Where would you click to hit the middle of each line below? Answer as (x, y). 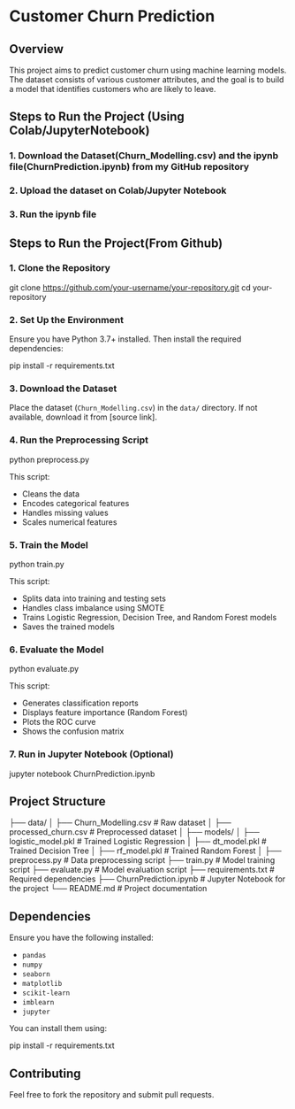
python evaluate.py (44, 669)
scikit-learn (46, 993)
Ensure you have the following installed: (82, 938)
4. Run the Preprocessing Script (79, 440)
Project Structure (57, 801)
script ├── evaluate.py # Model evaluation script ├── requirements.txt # (142, 870)
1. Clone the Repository (60, 268)
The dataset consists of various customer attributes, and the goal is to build (147, 80)
